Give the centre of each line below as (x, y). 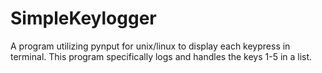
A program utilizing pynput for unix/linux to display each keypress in (150, 46)
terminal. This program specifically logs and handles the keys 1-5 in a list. (161, 56)
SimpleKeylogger (83, 18)
